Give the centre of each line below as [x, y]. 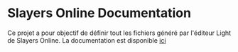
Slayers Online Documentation [99, 13]
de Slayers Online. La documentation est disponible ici [87, 40]
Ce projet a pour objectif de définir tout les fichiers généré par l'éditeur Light [119, 33]
